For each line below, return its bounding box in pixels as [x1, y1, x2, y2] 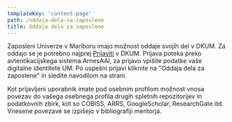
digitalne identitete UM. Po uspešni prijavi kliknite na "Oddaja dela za [7, 64, 205, 73]
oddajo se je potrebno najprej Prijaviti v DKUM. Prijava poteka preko [7, 49, 202, 58]
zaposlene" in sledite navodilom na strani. [7, 71, 127, 80]
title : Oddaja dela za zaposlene [7, 23, 105, 30]
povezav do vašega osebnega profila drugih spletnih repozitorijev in [7, 92, 202, 101]
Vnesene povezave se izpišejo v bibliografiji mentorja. [7, 107, 162, 115]
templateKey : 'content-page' [7, 10, 92, 17]
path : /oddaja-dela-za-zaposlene [7, 17, 105, 24]
